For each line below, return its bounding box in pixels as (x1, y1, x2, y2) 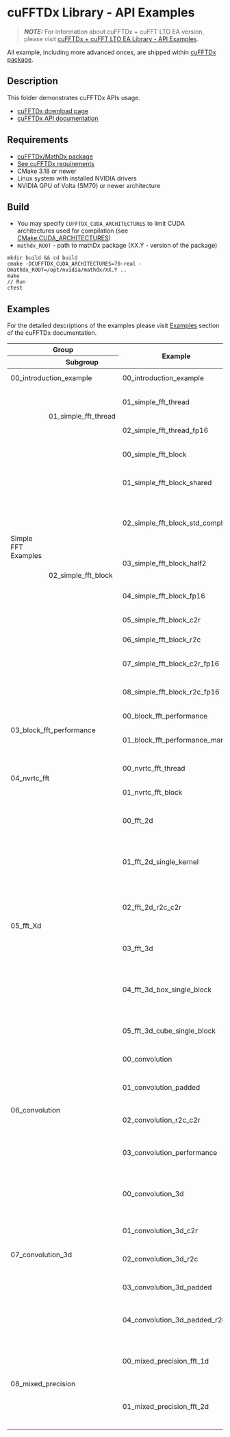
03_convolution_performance (122, 1148, 218, 1158)
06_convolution (10, 1106, 60, 1115)
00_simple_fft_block (122, 449, 187, 459)
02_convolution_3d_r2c (122, 1254, 199, 1264)
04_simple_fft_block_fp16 (122, 592, 205, 601)
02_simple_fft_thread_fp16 (122, 425, 209, 435)
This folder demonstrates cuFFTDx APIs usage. (7, 93, 140, 102)
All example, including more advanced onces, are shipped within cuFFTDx (7, 48, 217, 56)
